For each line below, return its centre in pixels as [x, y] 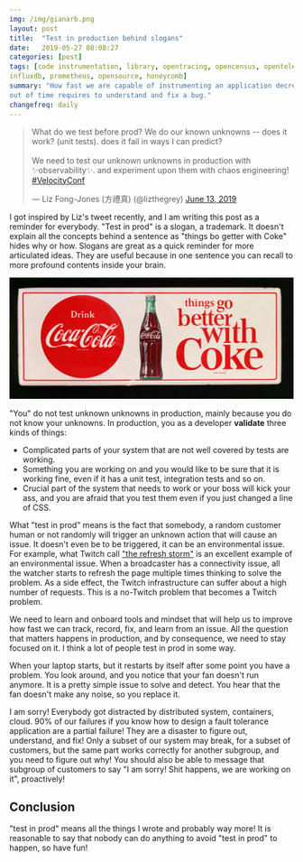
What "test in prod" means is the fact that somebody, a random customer [146, 524]
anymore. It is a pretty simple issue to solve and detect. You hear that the [145, 684]
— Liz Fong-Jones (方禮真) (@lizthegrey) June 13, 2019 [134, 199]
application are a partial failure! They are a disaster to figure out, [129, 730]
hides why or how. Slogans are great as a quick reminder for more [132, 246]
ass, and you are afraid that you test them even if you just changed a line [157, 497]
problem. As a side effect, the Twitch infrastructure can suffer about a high [148, 582]
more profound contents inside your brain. [88, 264]
